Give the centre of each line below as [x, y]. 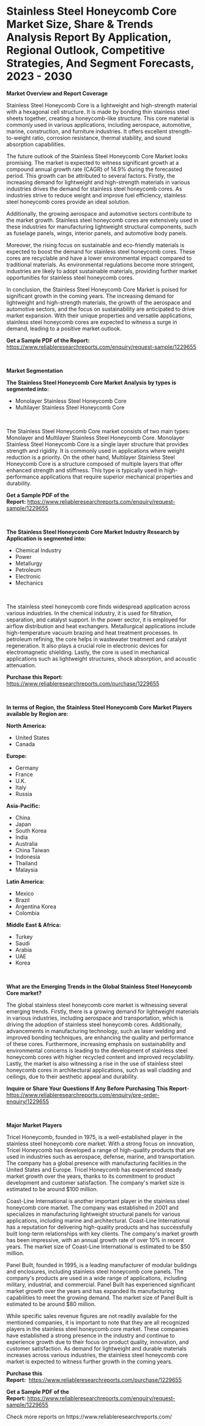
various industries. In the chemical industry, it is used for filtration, [90, 613]
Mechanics [29, 583]
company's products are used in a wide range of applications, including [97, 1278]
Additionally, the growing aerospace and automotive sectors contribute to [99, 213]
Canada [25, 744]
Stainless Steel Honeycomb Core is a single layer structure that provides [97, 444]
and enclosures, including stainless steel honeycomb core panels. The [95, 1271]
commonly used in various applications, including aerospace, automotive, [99, 124]
